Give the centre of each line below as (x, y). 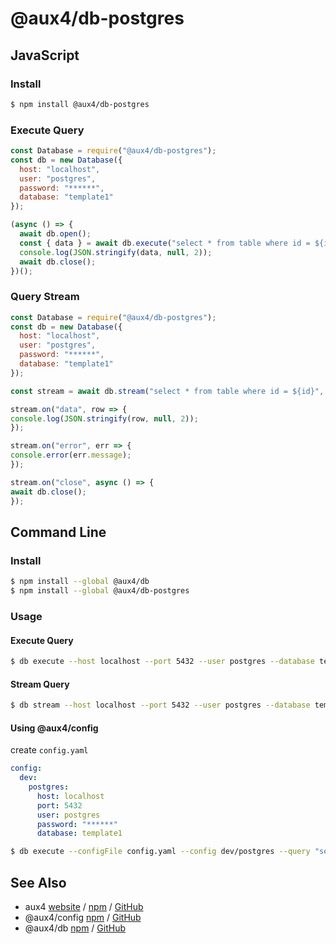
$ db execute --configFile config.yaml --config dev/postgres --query (160, 852)
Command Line (58, 532)
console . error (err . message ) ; (71, 455)
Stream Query (40, 684)
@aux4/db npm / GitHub (75, 928)
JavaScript (45, 55)
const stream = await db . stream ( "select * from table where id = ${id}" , (167, 391)
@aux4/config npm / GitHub (83, 917)
